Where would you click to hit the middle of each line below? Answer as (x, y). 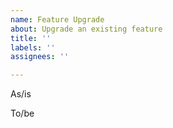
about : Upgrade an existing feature (86, 29)
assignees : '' (40, 57)
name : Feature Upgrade (57, 19)
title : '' (31, 38)
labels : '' (33, 47)
